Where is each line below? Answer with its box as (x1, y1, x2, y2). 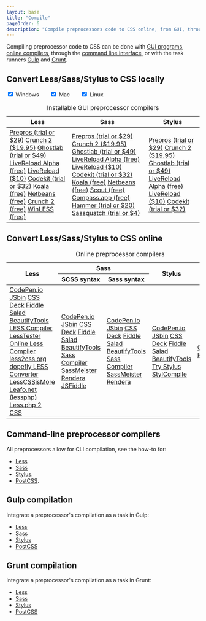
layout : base (6, 9, 40, 15)
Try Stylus (151, 362, 181, 370)
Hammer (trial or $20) (71, 201, 135, 209)
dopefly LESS (9, 362, 48, 370)
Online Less (9, 339, 44, 348)
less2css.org (9, 354, 47, 363)
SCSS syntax (61, 275, 101, 283)
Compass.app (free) (71, 193, 130, 202)
